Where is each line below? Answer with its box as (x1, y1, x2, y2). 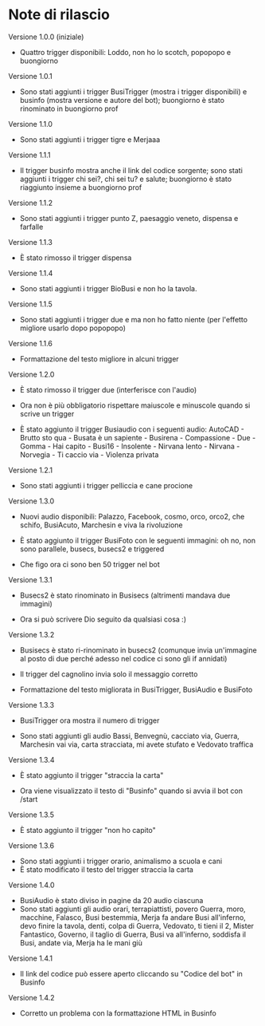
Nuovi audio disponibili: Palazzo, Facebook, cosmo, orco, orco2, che (19, 511, 245, 521)
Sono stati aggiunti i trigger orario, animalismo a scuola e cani (19, 856, 223, 866)
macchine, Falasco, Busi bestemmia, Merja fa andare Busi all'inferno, (19, 912, 247, 922)
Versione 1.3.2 (8, 629, 55, 639)
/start (19, 794, 38, 803)
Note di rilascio (8, 6, 110, 24)
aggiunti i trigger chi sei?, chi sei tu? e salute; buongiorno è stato (19, 174, 232, 183)
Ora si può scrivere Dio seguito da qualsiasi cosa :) (19, 614, 187, 624)
